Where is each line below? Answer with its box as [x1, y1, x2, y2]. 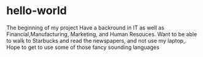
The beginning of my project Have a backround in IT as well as [6, 24, 164, 31]
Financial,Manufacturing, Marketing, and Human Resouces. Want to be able [6, 30, 197, 37]
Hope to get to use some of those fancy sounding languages [6, 44, 159, 51]
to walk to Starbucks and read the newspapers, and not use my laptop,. [6, 37, 187, 44]
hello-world [6, 4, 67, 18]
